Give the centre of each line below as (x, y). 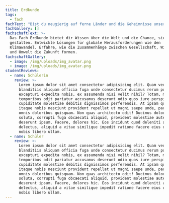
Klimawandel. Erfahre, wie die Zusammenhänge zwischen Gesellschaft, (84, 47)
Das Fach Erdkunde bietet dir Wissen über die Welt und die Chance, (83, 38)
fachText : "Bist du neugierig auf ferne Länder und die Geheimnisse (78, 24)
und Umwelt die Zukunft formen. (44, 52)
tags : (11, 15)
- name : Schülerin (29, 76)
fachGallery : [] (22, 29)
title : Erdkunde (22, 10)
